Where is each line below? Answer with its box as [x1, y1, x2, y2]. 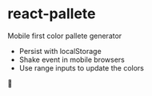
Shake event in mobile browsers [18, 55, 125, 64]
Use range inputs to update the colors [18, 63, 145, 72]
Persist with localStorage [18, 46, 102, 56]
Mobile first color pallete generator [7, 31, 122, 40]
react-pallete [7, 5, 96, 23]
